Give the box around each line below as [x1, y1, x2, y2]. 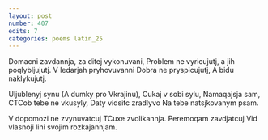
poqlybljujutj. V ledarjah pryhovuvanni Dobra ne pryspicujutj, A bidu [8, 66, 235, 75]
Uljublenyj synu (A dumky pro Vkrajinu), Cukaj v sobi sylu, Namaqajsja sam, [8, 90, 261, 100]
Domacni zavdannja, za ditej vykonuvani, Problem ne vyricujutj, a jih [8, 57, 235, 66]
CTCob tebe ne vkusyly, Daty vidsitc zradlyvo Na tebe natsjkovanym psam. [8, 98, 259, 108]
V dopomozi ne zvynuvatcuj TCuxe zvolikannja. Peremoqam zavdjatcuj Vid [8, 114, 257, 124]
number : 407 [8, 19, 49, 28]
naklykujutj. [8, 74, 47, 83]
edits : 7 [8, 27, 38, 35]
